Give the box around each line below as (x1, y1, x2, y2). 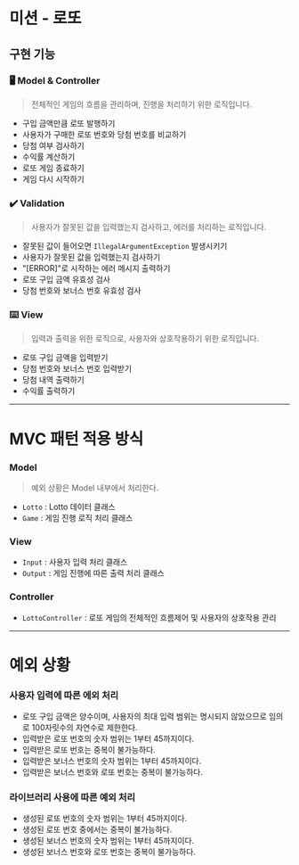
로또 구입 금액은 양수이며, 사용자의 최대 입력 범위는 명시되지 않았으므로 (21, 711, 267, 722)
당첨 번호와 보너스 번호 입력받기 (21, 363, 132, 375)
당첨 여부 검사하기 (21, 140, 85, 151)
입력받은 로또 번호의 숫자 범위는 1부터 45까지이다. (21, 733, 195, 745)
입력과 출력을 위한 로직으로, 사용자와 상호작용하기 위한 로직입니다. (30, 334, 260, 344)
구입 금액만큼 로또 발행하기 (21, 118, 116, 128)
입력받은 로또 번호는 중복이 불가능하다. (21, 745, 156, 755)
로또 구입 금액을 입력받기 (21, 352, 109, 363)
